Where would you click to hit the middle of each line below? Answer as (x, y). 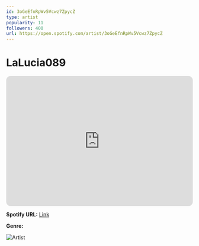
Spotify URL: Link (28, 215)
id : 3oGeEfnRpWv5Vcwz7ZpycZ (41, 12)
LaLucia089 (36, 63)
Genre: (15, 226)
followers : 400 (25, 28)
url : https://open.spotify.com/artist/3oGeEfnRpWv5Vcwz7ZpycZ (84, 34)
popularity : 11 (25, 22)
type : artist (22, 17)
